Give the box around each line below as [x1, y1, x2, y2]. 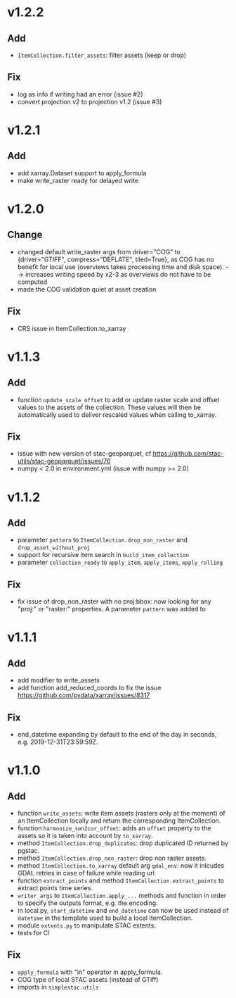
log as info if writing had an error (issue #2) [17, 89, 143, 99]
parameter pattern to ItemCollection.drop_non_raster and [17, 536, 188, 544]
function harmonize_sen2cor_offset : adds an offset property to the [17, 824, 211, 832]
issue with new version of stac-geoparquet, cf [17, 449, 152, 458]
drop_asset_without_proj [17, 544, 91, 551]
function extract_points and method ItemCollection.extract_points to [17, 876, 225, 885]
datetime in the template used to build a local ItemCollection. [17, 913, 193, 923]
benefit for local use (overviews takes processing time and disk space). [17, 262, 225, 271]
